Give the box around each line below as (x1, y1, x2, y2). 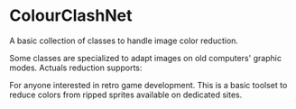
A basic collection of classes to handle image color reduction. (9, 35, 239, 46)
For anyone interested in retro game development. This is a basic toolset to (9, 79, 288, 90)
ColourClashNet (9, 5, 133, 26)
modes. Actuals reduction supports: (9, 62, 143, 73)
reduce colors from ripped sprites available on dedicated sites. (9, 89, 243, 100)
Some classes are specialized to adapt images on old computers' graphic (9, 52, 282, 63)
